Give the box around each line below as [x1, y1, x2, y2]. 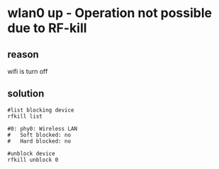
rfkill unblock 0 [7, 156, 59, 163]
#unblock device [7, 150, 55, 157]
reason [7, 48, 39, 60]
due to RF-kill [7, 20, 87, 36]
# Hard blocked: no [7, 137, 72, 145]
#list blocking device [7, 107, 74, 114]
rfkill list [7, 112, 43, 120]
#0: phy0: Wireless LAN [7, 125, 78, 132]
